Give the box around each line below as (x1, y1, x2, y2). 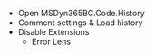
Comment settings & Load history (17, 17, 143, 28)
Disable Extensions (17, 27, 90, 37)
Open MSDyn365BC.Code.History (17, 8, 145, 18)
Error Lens (31, 36, 71, 47)
